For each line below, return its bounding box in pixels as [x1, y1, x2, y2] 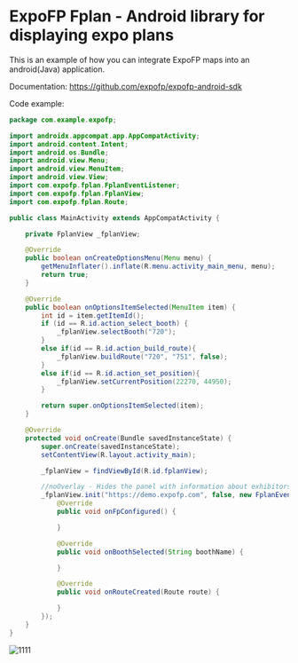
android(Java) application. [9, 64, 106, 75]
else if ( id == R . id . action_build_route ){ [41, 344, 197, 353]
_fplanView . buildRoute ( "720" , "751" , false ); [56, 352, 228, 361]
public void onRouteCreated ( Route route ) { [56, 588, 220, 596]
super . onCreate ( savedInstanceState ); [41, 442, 180, 451]
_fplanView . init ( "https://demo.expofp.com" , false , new [41, 491, 252, 500]
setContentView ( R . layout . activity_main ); [41, 450, 197, 459]
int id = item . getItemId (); [41, 311, 145, 320]
